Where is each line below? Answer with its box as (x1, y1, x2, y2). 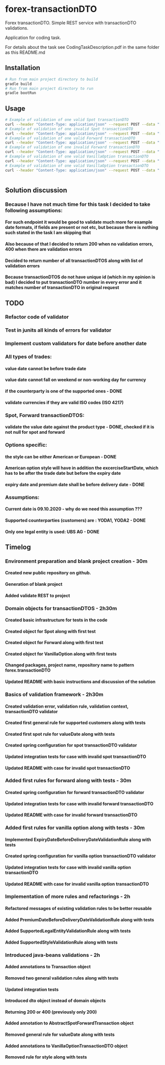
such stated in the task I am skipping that (5, 229, 91, 235)
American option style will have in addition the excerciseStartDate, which (5, 465, 159, 471)
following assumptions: (5, 207, 63, 214)
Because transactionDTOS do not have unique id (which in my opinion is (5, 274, 156, 280)
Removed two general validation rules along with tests (5, 975, 119, 981)
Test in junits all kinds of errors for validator (5, 327, 112, 334)
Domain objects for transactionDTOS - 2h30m (5, 605, 117, 611)
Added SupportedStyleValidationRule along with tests (5, 939, 118, 945)
